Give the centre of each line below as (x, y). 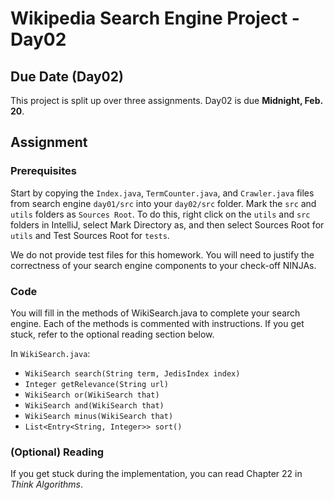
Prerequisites (43, 171)
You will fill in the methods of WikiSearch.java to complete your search (155, 313)
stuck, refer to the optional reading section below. (112, 334)
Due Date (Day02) (67, 76)
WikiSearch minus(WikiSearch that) (99, 416)
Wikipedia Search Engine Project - (155, 18)
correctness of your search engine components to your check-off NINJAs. (163, 265)
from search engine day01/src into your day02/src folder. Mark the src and (163, 203)
